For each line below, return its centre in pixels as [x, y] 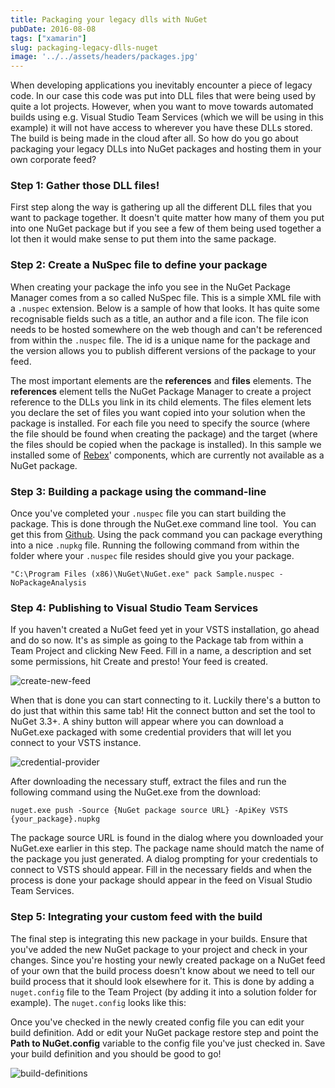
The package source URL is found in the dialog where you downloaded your [167, 838]
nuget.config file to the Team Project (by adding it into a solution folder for [163, 992]
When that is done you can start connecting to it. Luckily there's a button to [165, 700]
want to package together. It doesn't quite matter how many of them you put [167, 218]
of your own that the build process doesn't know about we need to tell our [163, 970]
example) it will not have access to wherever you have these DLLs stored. [161, 128]
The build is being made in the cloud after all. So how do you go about [154, 138]
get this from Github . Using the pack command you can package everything [166, 535]
